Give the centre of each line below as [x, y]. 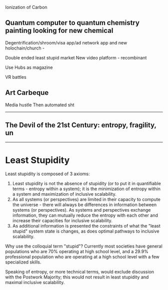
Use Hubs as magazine [29, 67]
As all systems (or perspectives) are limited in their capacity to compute [86, 200]
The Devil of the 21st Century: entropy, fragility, [81, 125]
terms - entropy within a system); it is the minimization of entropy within [86, 189]
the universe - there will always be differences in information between [84, 205]
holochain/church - [25, 48]
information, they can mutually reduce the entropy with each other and [85, 215]
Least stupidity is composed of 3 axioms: [47, 174]
